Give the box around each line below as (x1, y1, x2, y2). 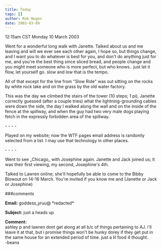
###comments (5, 191, 34, 197)
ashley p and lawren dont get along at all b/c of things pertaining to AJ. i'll (5, 224, 152, 230)
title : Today (5, 7, 31, 12)
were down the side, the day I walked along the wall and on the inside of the (5, 103, 157, 109)
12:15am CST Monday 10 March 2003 (5, 34, 79, 40)
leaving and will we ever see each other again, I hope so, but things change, (5, 49, 157, 54)
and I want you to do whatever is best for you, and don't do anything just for (5, 54, 156, 60)
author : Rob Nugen (5, 16, 42, 21)
